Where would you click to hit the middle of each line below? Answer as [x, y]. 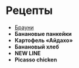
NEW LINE [27, 53]
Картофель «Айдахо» [44, 40]
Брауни [24, 27]
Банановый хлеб [36, 47]
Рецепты [29, 11]
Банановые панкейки [43, 33]
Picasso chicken [36, 59]
